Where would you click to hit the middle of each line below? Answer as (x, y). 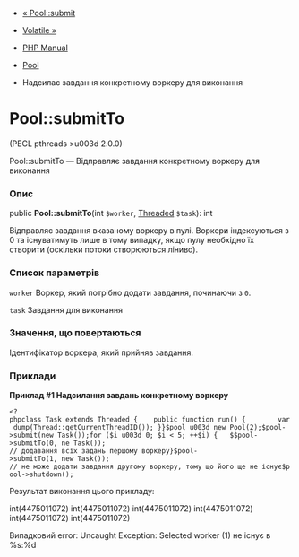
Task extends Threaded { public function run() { (145, 420)
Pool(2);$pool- (258, 428)
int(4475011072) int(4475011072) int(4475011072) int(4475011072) (131, 509)
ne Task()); (83, 443)
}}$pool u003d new (192, 428)
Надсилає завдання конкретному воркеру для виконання (132, 83)
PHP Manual (45, 48)
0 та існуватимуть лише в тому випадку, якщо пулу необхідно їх (132, 240)
